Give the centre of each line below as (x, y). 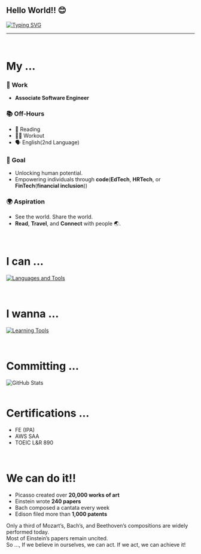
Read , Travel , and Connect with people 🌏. (68, 224)
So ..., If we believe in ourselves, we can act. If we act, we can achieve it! (96, 544)
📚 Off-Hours (25, 114)
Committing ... (43, 366)
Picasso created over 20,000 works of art (67, 495)
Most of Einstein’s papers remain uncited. (57, 538)
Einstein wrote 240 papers (48, 501)
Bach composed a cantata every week (62, 507)
